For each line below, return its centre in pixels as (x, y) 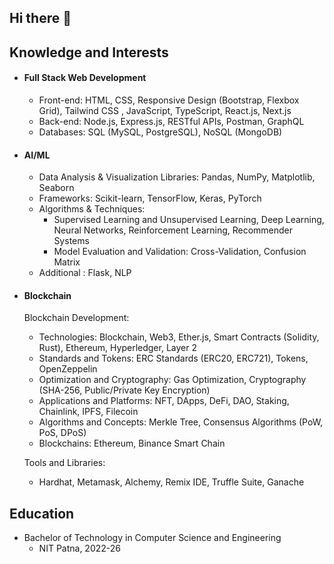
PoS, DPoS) (62, 433)
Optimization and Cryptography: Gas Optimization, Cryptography (172, 380)
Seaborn (56, 188)
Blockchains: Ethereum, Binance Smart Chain (132, 443)
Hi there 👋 (40, 18)
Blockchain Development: (76, 318)
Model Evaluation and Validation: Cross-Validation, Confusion (180, 252)
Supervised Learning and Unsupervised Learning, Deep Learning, (189, 220)
